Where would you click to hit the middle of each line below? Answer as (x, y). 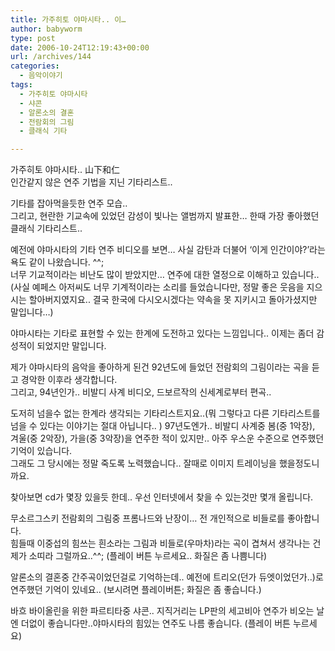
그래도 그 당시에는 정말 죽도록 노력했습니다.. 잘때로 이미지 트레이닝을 (143, 463)
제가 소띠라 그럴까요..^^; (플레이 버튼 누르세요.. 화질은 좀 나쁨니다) (139, 556)
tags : (21, 85)
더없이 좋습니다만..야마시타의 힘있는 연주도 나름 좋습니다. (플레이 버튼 (155, 623)
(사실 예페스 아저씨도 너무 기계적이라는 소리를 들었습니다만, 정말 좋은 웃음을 (157, 287)
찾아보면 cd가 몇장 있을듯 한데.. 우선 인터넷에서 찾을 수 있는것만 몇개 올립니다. (162, 497)
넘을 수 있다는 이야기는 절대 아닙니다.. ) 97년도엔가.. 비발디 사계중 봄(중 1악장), (163, 426)
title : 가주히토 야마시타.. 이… (68, 19)
